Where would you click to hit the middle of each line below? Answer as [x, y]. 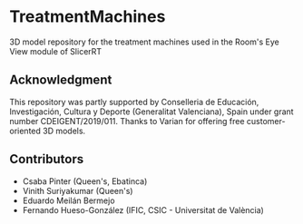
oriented [25, 131]
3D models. [64, 131]
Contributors [47, 159]
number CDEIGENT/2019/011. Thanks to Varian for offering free [127, 121]
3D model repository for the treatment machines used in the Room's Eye [144, 42]
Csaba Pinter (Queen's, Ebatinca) [85, 181]
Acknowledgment [61, 80]
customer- [266, 121]
